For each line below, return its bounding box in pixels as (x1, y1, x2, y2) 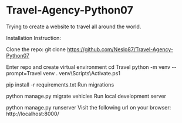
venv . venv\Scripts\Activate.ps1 (43, 69, 121, 77)
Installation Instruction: (6, 34, 62, 41)
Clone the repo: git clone (6, 45, 66, 53)
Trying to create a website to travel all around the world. (6, 23, 141, 30)
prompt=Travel (6, 69, 42, 77)
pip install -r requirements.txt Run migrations (6, 81, 114, 88)
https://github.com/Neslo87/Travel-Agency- (67, 45, 174, 53)
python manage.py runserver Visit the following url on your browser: (6, 104, 171, 111)
